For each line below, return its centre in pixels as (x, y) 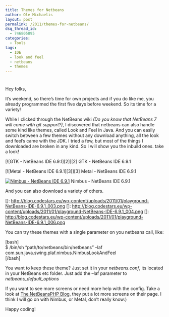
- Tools (18, 43)
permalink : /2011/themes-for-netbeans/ (47, 24)
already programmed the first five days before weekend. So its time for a (81, 104)
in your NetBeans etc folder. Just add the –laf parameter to (66, 273)
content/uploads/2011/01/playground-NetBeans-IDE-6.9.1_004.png (74, 212)
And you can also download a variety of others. (54, 191)
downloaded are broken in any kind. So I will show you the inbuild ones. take (84, 146)
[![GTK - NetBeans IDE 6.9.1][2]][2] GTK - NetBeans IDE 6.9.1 (68, 162)
